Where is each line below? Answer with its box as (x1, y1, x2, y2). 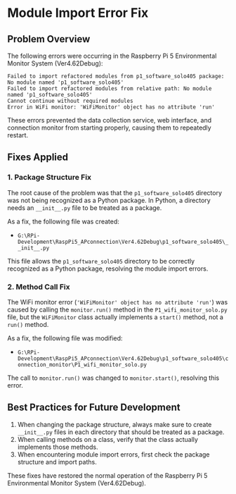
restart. (7, 131, 29, 139)
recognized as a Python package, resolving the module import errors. (7, 264, 209, 273)
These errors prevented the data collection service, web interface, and (7, 116, 212, 124)
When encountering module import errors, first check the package (17, 450, 210, 459)
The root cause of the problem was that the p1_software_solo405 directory (7, 188, 223, 197)
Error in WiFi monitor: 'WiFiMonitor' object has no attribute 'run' (7, 104, 216, 111)
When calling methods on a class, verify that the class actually (17, 435, 199, 443)
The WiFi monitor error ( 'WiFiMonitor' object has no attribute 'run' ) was (7, 297, 228, 306)
